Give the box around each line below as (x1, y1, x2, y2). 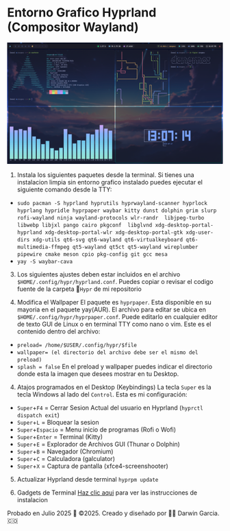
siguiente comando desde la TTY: (16, 185, 112, 193)
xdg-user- (186, 229, 214, 236)
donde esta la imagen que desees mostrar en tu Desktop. (16, 370, 179, 378)
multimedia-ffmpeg (16, 244, 70, 251)
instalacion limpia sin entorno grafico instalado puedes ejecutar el (16, 178, 203, 187)
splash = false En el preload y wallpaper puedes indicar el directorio (16, 362, 213, 371)
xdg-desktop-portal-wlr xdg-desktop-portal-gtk (44, 229, 183, 236)
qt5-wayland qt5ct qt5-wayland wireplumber (72, 244, 199, 251)
